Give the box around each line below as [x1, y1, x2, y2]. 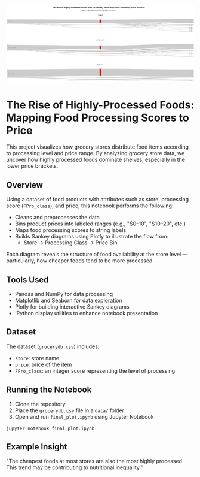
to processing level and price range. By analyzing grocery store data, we [6, 150, 185, 157]
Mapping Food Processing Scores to [6, 111, 189, 125]
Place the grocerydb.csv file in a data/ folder [14, 407, 124, 414]
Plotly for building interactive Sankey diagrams [14, 303, 130, 310]
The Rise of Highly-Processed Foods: [6, 98, 195, 111]
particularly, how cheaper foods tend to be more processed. [6, 257, 154, 264]
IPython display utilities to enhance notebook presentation [14, 309, 158, 316]
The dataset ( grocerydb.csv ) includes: [6, 343, 100, 350]
